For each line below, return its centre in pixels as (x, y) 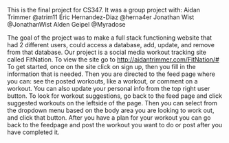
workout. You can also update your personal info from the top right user (109, 89)
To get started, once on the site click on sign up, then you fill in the (101, 67)
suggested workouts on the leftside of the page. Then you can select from (112, 103)
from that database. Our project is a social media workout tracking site (107, 52)
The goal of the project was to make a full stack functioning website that (109, 38)
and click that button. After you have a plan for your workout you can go (109, 118)
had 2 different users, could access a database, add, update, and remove (111, 45)
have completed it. (33, 132)
